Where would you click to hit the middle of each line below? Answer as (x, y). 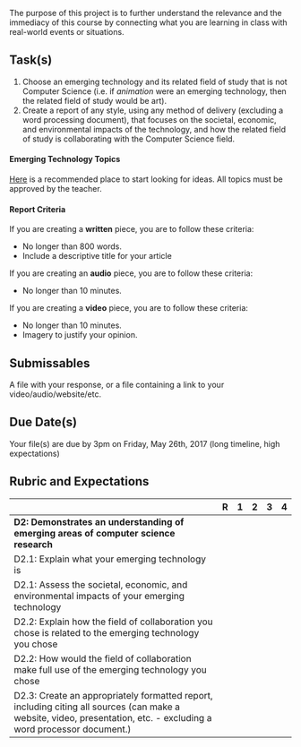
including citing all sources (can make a (97, 707)
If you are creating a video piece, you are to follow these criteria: (129, 308)
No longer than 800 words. (72, 246)
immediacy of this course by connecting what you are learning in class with (149, 22)
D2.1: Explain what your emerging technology (110, 559)
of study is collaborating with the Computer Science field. (129, 139)
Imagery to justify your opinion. (80, 335)
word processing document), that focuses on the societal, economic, (149, 119)
